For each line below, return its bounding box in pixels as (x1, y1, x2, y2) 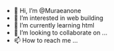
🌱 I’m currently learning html (13, 21, 95, 29)
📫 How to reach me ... (13, 37, 78, 44)
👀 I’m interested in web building (13, 14, 104, 22)
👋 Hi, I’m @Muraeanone (13, 7, 82, 14)
